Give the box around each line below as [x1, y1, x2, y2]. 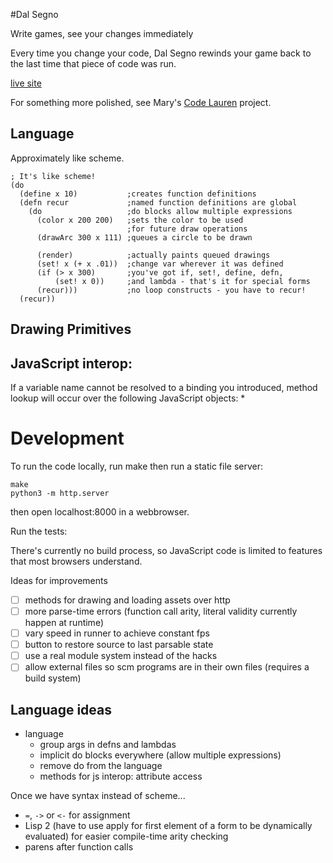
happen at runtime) [24, 617, 104, 629]
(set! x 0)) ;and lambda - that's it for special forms [54, 276, 311, 286]
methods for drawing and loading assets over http [24, 594, 231, 606]
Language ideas [10, 701, 113, 718]
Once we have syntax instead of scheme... [10, 790, 186, 802]
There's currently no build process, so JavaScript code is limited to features [10, 544, 323, 556]
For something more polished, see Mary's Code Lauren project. [10, 97, 272, 108]
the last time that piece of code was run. [10, 58, 177, 69]
